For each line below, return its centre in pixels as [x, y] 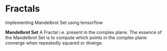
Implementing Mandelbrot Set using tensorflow [54, 22]
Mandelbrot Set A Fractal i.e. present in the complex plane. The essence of [84, 32]
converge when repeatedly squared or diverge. [54, 42]
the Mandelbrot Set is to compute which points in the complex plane [76, 37]
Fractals [23, 9]
